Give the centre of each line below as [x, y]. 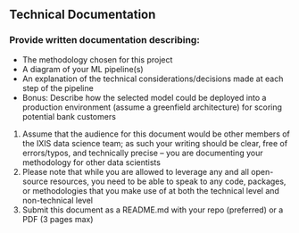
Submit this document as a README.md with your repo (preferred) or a [153, 210]
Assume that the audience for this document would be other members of [156, 134]
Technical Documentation [83, 15]
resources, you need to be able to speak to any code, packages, [168, 181]
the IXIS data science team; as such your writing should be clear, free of [155, 143]
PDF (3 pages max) [58, 219]
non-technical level [58, 200]
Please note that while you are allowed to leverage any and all [136, 171]
